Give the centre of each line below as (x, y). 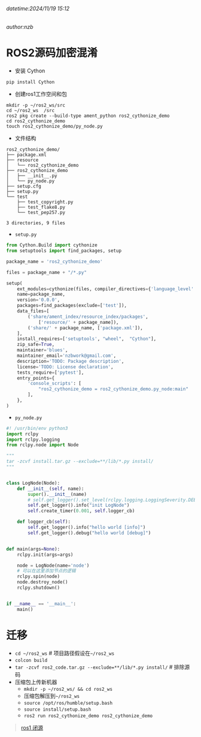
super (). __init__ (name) (57, 494)
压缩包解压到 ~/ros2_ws (52, 696)
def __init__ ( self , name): (51, 489)
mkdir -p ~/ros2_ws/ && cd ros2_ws (68, 689)
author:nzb (20, 27)
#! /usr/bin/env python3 (37, 428)
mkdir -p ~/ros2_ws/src (36, 106)
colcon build (31, 660)
